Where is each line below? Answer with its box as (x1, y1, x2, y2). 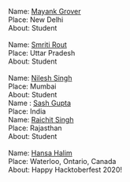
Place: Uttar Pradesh (8, 49, 76, 57)
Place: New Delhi (8, 15, 64, 24)
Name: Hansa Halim (8, 148, 72, 158)
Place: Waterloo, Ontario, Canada (8, 157, 117, 166)
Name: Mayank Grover (8, 7, 81, 16)
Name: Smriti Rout (8, 40, 67, 49)
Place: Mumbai (8, 82, 57, 91)
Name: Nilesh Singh (8, 74, 72, 82)
